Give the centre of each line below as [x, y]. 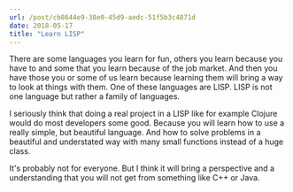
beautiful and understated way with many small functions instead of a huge [146, 142]
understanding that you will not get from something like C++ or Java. [135, 178]
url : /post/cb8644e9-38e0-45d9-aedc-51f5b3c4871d [103, 17]
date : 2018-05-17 [41, 26]
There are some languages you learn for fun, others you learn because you [146, 59]
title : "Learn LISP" [47, 34]
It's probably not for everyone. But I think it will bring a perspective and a [142, 168]
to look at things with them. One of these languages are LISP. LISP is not [141, 87]
